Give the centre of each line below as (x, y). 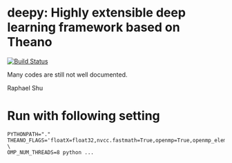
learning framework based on (94, 27)
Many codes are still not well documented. (67, 75)
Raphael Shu (25, 88)
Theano (30, 42)
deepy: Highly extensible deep (97, 13)
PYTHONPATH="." (29, 134)
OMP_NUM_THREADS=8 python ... (51, 152)
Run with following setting (84, 116)
